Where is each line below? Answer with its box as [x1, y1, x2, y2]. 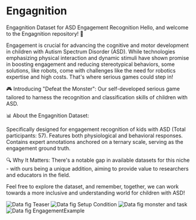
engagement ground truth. [6, 144, 71, 152]
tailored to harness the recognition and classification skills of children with [6, 93, 188, 100]
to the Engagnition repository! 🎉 [6, 30, 84, 37]
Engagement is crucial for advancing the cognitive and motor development [6, 42, 189, 49]
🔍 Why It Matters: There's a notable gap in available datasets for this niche [6, 156, 190, 164]
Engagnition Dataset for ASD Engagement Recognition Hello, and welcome [6, 24, 189, 31]
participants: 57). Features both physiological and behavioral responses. [6, 132, 183, 139]
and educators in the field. [6, 171, 71, 178]
